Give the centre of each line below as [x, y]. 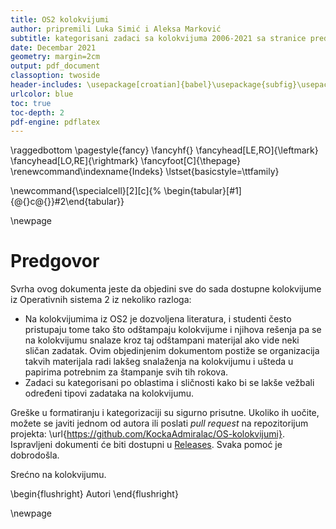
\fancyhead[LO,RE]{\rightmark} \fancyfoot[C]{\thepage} [125, 161]
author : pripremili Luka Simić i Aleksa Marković [116, 29]
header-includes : [46, 85]
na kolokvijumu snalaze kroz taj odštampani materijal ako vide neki [162, 340]
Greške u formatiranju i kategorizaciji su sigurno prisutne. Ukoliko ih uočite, [165, 413]
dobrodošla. [35, 455]
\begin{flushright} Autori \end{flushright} [94, 494]
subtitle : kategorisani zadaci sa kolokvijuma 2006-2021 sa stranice [158, 38]
